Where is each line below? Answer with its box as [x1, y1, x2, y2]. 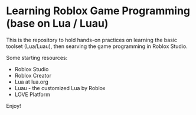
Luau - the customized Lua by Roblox [14, 84, 106, 91]
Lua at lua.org [14, 78, 48, 85]
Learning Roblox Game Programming [6, 4, 191, 18]
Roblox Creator [14, 72, 52, 79]
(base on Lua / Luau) [6, 17, 109, 30]
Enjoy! [6, 102, 22, 109]
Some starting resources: [6, 54, 68, 61]
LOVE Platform [14, 91, 50, 98]
